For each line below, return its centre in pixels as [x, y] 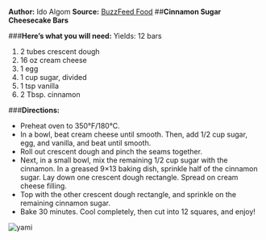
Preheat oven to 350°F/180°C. [70, 126]
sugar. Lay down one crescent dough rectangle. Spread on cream [129, 177]
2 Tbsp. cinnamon [50, 95]
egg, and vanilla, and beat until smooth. [85, 143]
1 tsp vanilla [39, 86]
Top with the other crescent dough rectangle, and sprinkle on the [128, 194]
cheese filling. [43, 186]
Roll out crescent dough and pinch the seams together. [111, 152]
